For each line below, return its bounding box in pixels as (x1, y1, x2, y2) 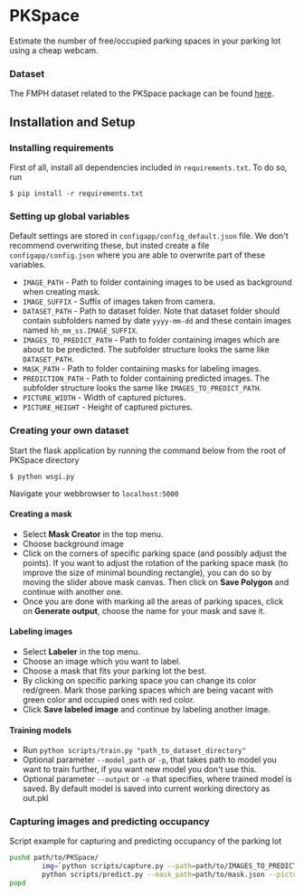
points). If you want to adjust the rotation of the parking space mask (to (22, 557, 289, 568)
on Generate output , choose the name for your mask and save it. (22, 605, 266, 616)
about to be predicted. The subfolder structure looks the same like (22, 344, 270, 355)
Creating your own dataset (9, 424, 129, 437)
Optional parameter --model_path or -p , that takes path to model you (22, 754, 278, 765)
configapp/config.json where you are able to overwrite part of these (9, 250, 265, 260)
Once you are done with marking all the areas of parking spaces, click (22, 596, 283, 607)
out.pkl (22, 793, 49, 804)
